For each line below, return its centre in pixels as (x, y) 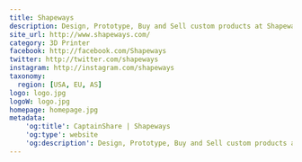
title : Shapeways (42, 18)
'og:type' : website (62, 135)
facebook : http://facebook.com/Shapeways (88, 51)
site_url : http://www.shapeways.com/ (80, 34)
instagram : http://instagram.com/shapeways (92, 68)
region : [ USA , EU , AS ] (60, 85)
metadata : (28, 118)
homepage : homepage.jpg (54, 110)
